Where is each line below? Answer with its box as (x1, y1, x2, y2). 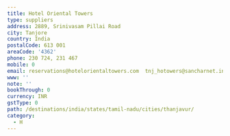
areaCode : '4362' (7, 49, 57, 56)
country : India (7, 36, 51, 43)
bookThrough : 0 (7, 87, 51, 93)
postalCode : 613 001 (7, 42, 66, 49)
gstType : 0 (7, 100, 38, 106)
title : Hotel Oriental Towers (7, 10, 94, 17)
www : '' (7, 73, 29, 81)
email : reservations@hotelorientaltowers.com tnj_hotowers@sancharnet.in (7, 67, 225, 74)
